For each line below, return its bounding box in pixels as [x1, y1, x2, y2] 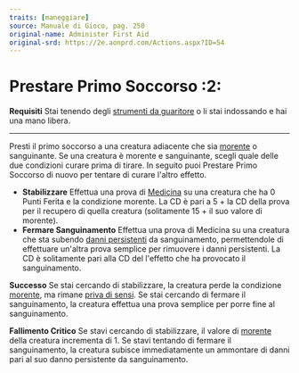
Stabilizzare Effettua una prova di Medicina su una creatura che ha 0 [21, 186, 276, 197]
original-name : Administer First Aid [9, 29, 149, 38]
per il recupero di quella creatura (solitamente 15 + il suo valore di [21, 206, 263, 217]
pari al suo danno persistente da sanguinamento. [9, 354, 189, 365]
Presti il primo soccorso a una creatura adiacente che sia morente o [9, 141, 258, 152]
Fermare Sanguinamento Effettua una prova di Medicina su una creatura [21, 225, 290, 236]
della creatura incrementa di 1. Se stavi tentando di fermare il [9, 336, 231, 346]
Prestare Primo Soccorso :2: [9, 77, 222, 96]
